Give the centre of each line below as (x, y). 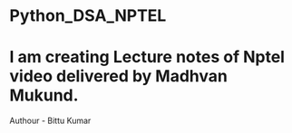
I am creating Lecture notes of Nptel (147, 57)
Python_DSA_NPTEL (88, 16)
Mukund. (44, 95)
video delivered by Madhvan (119, 76)
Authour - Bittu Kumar (50, 121)
